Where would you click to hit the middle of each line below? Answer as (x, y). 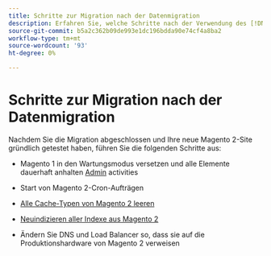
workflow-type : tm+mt (45, 38)
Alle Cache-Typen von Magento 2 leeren (87, 203)
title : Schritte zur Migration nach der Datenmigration (104, 16)
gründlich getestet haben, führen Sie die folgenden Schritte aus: (115, 148)
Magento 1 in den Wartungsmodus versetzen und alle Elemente (125, 163)
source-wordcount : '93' (48, 46)
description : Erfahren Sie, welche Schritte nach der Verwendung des (128, 23)
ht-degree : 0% (32, 53)
